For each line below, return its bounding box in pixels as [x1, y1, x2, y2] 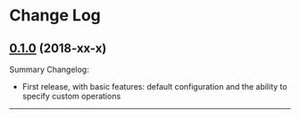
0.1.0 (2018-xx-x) [9, 41, 107, 56]
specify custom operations [21, 90, 121, 101]
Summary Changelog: [9, 64, 89, 75]
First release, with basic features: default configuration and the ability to [21, 82, 287, 91]
